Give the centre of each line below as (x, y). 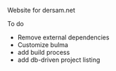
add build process (44, 52)
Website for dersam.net (41, 10)
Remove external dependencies (63, 37)
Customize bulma (43, 45)
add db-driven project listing (59, 60)
